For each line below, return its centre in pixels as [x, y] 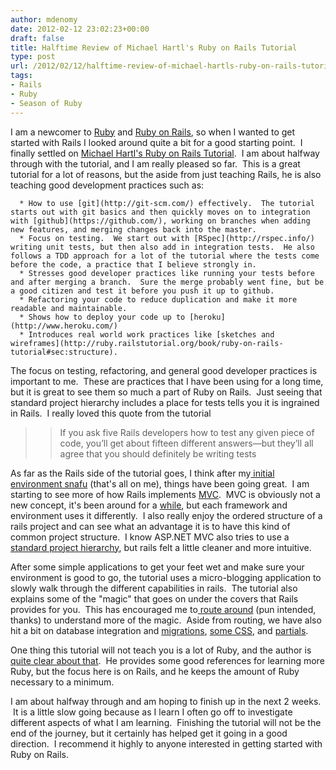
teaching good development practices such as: [107, 185]
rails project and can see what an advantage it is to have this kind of [150, 526]
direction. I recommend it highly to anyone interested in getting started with [166, 743]
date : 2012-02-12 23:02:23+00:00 [80, 29]
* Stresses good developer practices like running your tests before [167, 273]
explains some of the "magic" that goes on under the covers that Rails [154, 598]
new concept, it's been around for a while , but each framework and [149, 505]
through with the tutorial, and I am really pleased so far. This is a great [155, 163]
